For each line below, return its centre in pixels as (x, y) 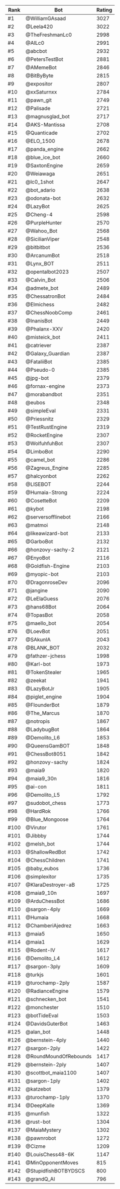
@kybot (35, 509)
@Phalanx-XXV (44, 329)
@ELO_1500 (40, 141)
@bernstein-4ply (46, 1040)
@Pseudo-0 (40, 370)
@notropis (38, 721)
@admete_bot (42, 288)
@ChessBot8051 (46, 754)
